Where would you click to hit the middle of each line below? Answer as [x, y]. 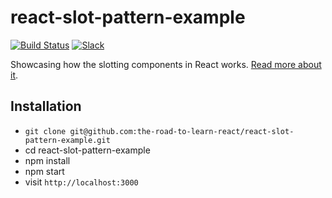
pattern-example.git [67, 140]
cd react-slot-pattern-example [87, 150]
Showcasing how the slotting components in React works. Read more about [166, 64]
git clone [45, 131]
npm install [47, 160]
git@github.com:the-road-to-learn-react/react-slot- [182, 131]
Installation [46, 106]
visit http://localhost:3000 [81, 182]
